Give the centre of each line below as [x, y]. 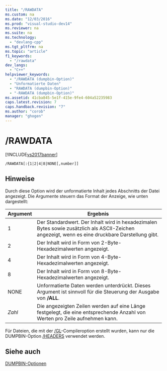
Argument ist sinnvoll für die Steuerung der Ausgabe [98, 291]
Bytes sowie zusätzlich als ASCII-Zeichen [86, 228]
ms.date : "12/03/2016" [29, 19]
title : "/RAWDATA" [24, 10]
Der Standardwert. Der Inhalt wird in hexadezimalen [97, 222]
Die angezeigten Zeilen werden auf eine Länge [91, 306]
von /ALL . [48, 298]
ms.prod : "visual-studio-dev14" [39, 24]
